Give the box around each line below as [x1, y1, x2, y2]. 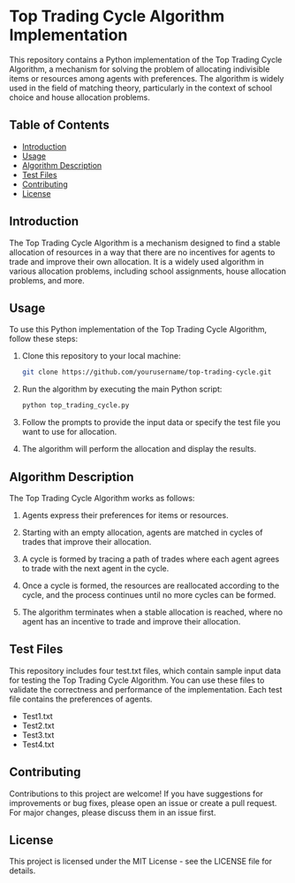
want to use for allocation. [21, 427, 117, 438]
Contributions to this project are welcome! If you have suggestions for [9, 788, 263, 799]
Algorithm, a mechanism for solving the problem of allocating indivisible [9, 64, 270, 74]
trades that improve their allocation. [21, 536, 152, 546]
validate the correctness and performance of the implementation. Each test [9, 684, 283, 694]
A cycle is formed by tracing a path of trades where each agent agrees [21, 554, 280, 564]
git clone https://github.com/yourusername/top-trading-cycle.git [21, 368, 272, 377]
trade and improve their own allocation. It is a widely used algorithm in [9, 256, 265, 267]
